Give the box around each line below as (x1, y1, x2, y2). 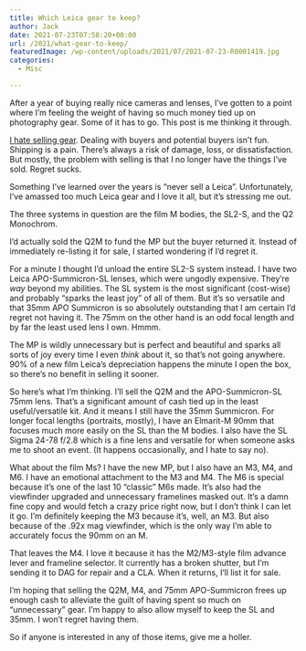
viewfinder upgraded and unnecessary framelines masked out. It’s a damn (9, 490, 290, 502)
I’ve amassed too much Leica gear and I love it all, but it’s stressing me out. (9, 191, 292, 202)
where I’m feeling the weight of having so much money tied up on (9, 107, 256, 118)
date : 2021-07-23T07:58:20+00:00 (9, 30, 137, 39)
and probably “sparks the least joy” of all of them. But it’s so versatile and (9, 292, 286, 303)
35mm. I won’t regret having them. (9, 614, 139, 625)
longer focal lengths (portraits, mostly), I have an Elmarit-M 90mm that (9, 415, 275, 425)
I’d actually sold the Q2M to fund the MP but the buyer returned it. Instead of (9, 236, 297, 247)
